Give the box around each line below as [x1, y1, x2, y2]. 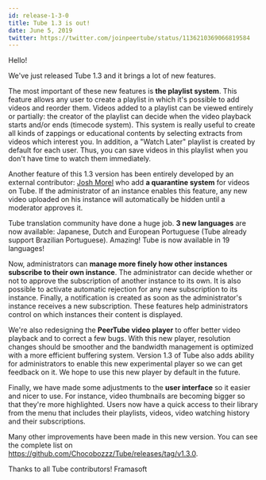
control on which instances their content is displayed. [8, 310, 183, 319]
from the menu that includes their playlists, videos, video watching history [8, 408, 250, 418]
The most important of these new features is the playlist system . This [8, 87, 237, 96]
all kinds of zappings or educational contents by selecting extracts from [8, 129, 243, 138]
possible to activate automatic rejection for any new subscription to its [8, 285, 238, 294]
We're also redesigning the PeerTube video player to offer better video [8, 325, 241, 335]
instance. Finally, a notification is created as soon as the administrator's [8, 293, 242, 303]
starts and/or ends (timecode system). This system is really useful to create [8, 120, 256, 130]
